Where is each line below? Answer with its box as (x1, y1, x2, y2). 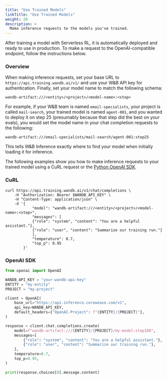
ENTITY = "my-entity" (5, 282, 51, 287)
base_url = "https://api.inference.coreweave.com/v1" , (14, 300, 127, 306)
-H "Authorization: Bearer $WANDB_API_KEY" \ (14, 192, 111, 198)
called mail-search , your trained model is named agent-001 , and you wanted (5, 109, 162, 115)
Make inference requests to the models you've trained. (10, 26, 129, 31)
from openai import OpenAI (5, 268, 62, 273)
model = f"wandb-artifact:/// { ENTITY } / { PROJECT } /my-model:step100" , (14, 328, 156, 333)
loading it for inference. (5, 149, 54, 155)
